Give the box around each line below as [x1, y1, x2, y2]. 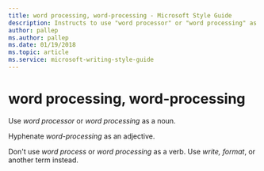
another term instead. [8, 155, 79, 165]
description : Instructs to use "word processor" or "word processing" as [8, 19, 258, 27]
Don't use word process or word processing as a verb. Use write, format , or [8, 146, 256, 156]
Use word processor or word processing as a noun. [8, 116, 176, 125]
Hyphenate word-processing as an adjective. [8, 131, 155, 141]
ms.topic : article [8, 48, 69, 56]
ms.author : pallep [8, 33, 69, 42]
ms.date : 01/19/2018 [8, 41, 77, 49]
